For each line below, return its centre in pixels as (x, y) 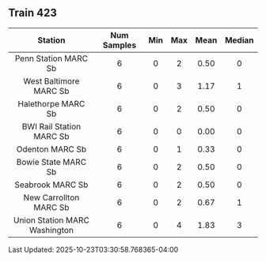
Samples (120, 45)
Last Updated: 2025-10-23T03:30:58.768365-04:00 (93, 249)
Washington (51, 230)
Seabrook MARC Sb (51, 185)
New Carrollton (51, 197)
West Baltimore (51, 80)
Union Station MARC (51, 220)
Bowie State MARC (51, 162)
